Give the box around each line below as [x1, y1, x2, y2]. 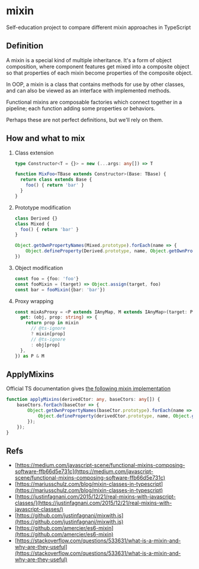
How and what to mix [6, 133, 85, 143]
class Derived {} [14, 215, 58, 221]
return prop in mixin [25, 320, 79, 326]
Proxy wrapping [14, 297, 54, 304]
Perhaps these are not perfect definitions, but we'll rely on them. [6, 116, 163, 123]
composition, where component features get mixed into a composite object [6, 63, 190, 70]
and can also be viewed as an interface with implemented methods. [6, 87, 171, 94]
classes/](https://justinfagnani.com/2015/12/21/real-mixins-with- [14, 499, 172, 507]
